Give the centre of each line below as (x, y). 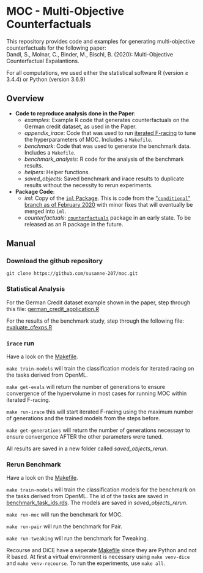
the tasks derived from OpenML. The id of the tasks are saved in (87, 496)
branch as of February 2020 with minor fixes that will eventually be (109, 204)
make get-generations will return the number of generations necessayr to (98, 430)
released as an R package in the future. (74, 224)
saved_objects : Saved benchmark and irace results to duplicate (104, 179)
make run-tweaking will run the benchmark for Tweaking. (77, 539)
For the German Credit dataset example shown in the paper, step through (98, 302)
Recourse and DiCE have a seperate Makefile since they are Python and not (102, 550)
